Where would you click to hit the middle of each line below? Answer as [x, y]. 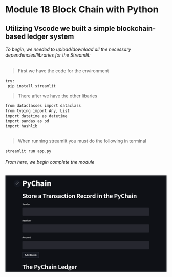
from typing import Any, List [38, 111]
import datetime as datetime [36, 116]
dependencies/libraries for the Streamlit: [48, 55]
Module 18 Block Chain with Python [82, 10]
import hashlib [21, 126]
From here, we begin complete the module [50, 162]
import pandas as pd [27, 121]
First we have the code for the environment [63, 71]
